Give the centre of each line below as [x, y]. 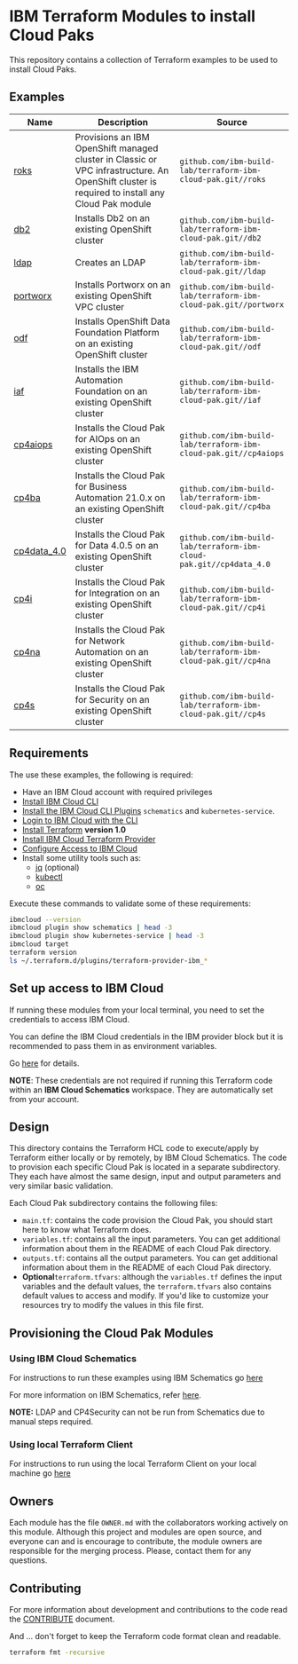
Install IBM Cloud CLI [60, 801]
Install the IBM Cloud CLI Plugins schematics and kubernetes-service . [148, 810]
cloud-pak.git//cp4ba [225, 506]
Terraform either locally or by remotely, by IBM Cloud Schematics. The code [148, 1158]
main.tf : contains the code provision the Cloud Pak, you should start [147, 1220]
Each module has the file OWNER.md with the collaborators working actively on [149, 1523]
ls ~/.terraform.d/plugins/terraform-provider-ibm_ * [109, 960]
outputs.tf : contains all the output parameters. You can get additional [149, 1258]
